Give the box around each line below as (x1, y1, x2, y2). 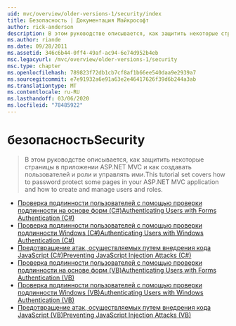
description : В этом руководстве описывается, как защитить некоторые (7, 30, 218, 37)
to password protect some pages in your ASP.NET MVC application (24, 177, 219, 186)
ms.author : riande (7, 37, 61, 44)
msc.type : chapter (7, 63, 61, 70)
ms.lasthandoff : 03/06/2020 (7, 96, 90, 103)
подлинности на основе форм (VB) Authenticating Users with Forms (17, 266, 216, 274)
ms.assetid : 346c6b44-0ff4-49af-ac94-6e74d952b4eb (7, 50, 159, 57)
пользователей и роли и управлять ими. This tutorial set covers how (24, 170, 226, 178)
